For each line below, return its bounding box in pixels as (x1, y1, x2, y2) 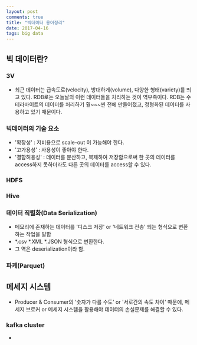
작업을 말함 (25, 231, 51, 238)
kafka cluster (6, 321, 45, 329)
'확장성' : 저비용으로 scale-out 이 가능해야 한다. (14, 139, 124, 146)
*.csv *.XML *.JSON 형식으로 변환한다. (14, 238, 104, 245)
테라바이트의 (14, 101, 44, 108)
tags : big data (6, 31, 44, 37)
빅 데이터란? (6, 54, 48, 64)
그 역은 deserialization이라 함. (14, 245, 85, 252)
